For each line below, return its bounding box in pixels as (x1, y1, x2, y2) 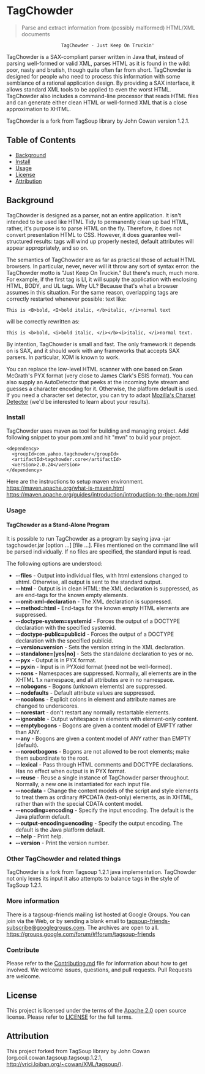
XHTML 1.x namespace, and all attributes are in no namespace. (15, 676, 174, 683)
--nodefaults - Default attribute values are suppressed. (15, 689, 155, 697)
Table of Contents (6, 135, 76, 145)
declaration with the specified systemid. (15, 624, 116, 631)
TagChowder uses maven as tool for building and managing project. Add (6, 427, 189, 435)
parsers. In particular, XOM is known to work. (6, 353, 121, 361)
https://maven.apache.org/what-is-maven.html (6, 484, 124, 492)
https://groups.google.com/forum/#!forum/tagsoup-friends (6, 930, 155, 938)
